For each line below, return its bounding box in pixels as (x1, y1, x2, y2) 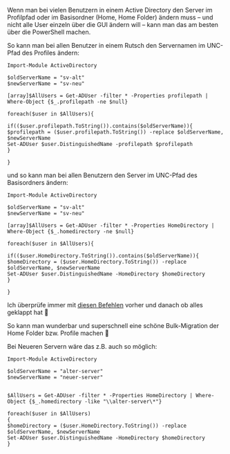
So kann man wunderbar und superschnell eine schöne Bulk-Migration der (7, 322, 220, 329)
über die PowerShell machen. (7, 28, 91, 36)
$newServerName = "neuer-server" (7, 374, 104, 381)
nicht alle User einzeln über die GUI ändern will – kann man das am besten (7, 21, 219, 28)
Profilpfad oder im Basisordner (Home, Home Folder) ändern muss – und (7, 13, 213, 21)
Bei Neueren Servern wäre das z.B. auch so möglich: (7, 343, 157, 350)
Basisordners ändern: (7, 179, 68, 186)
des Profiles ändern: (21, 48, 79, 57)
